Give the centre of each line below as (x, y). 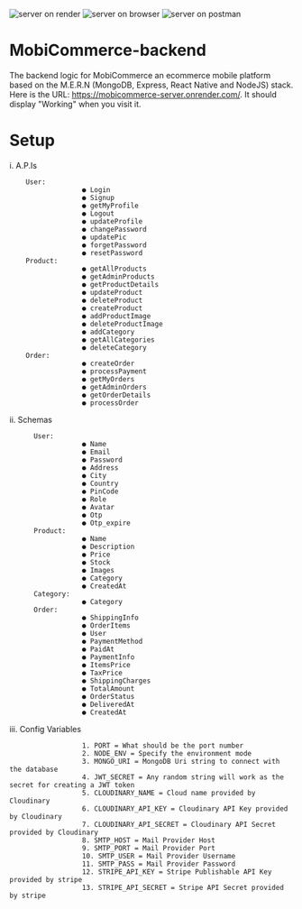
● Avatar (98, 507)
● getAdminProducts (118, 276)
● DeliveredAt (108, 704)
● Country (100, 483)
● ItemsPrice (106, 665)
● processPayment (114, 371)
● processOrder (110, 403)
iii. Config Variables (46, 729)
